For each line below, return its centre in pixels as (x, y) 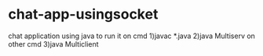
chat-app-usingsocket (83, 14)
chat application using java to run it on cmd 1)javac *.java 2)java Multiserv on (131, 36)
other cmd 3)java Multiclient (54, 44)
